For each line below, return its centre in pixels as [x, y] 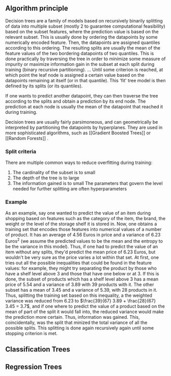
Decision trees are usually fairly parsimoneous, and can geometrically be [82, 122]
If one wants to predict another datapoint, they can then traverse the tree [82, 96]
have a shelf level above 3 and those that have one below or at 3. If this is [82, 274]
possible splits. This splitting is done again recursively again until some [80, 328]
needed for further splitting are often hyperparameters [70, 189]
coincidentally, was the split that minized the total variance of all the [76, 323]
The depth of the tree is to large [46, 178]
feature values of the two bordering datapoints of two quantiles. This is [80, 53]
